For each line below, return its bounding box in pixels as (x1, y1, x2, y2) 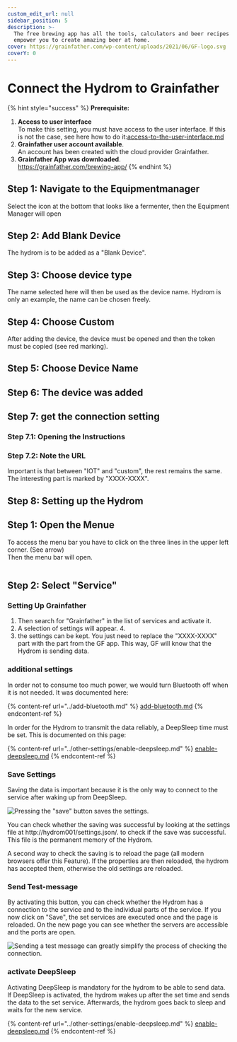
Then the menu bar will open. (7, 552, 93, 561)
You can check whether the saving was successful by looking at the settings (7, 820, 231, 828)
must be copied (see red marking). (7, 342, 108, 351)
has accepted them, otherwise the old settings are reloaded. (7, 864, 183, 872)
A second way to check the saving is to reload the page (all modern (7, 849, 204, 857)
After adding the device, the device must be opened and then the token (7, 335, 216, 343)
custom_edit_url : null (7, 10, 74, 18)
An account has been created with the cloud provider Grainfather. (17, 147, 209, 156)
